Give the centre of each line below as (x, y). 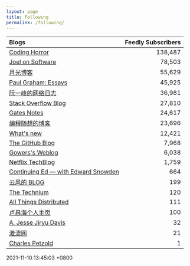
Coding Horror (29, 52)
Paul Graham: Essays (38, 83)
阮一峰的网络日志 (33, 93)
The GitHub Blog (32, 143)
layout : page (22, 12)
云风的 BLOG (27, 182)
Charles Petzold (31, 244)
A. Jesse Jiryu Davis (37, 223)
